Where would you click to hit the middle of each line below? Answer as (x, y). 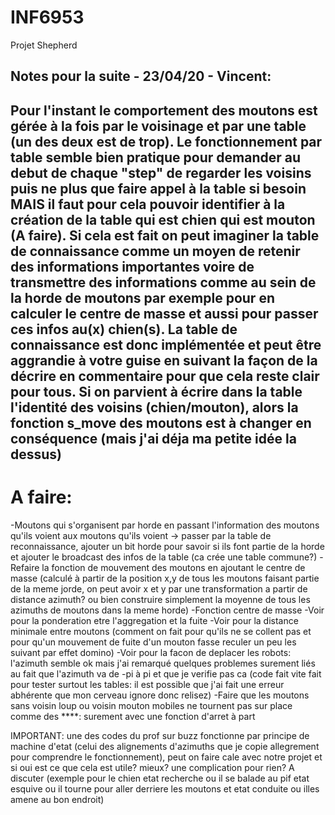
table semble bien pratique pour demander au (156, 157)
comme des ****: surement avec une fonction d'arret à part (133, 716)
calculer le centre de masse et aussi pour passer (164, 313)
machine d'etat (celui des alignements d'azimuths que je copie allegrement (165, 746)
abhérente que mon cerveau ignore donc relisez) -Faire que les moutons (160, 695)
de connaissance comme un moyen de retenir (155, 251)
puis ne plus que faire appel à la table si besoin (158, 188)
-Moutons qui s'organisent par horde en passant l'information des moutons (165, 525)
